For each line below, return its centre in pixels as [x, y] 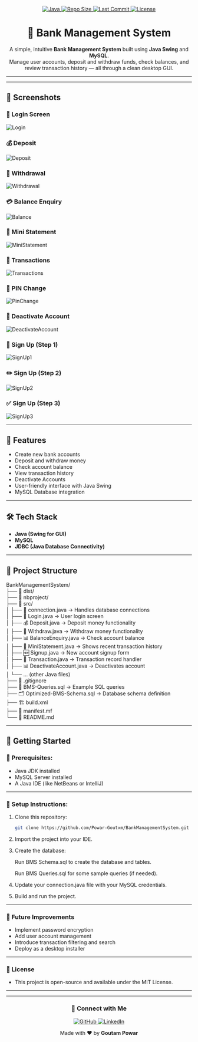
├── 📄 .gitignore [27, 681]
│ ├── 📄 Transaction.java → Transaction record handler [74, 659]
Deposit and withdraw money [50, 461]
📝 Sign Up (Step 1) [32, 344]
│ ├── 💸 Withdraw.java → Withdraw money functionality [75, 632]
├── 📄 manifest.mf [29, 711]
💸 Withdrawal [26, 173]
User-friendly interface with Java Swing [63, 486]
